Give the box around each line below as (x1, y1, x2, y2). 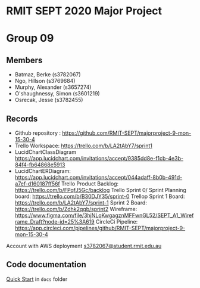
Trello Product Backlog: (61, 180, 119, 187)
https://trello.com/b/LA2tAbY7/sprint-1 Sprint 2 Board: (14, 199, 148, 206)
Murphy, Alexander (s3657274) (14, 83, 92, 91)
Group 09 (6, 32, 54, 45)
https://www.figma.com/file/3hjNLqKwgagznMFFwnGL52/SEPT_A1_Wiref (14, 212, 194, 219)
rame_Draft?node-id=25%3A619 (14, 218, 95, 225)
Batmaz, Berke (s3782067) (14, 71, 82, 78)
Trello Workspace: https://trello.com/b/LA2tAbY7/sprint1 (14, 142, 153, 149)
